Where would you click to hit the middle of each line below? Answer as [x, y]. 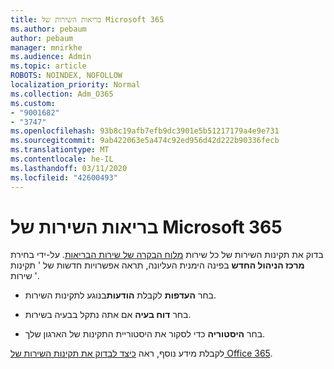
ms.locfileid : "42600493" [64, 177]
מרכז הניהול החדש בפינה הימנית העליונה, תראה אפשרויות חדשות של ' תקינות [157, 265]
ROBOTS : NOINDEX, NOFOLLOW [66, 76]
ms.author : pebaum [48, 29]
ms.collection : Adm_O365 [62, 94]
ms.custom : [33, 103]
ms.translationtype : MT [60, 150]
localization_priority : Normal [75, 85]
